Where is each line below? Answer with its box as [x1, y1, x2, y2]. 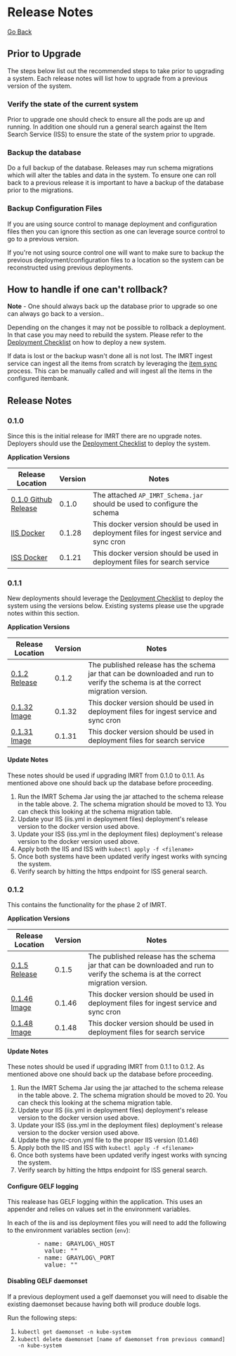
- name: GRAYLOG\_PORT [37, 1254, 115, 1262]
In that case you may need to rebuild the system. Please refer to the [7, 331, 204, 339]
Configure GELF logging [7, 1181, 79, 1190]
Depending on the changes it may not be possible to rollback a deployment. [7, 323, 226, 331]
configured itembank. [7, 374, 70, 383]
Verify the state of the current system [7, 99, 138, 109]
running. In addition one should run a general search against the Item [7, 122, 207, 131]
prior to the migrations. [7, 186, 74, 194]
